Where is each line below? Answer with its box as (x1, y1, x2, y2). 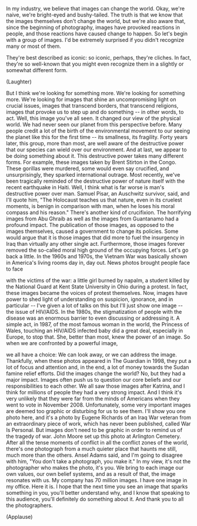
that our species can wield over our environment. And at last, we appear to (6, 146, 187, 153)
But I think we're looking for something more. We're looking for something (6, 90, 185, 96)
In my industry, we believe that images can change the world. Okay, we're (6, 5, 185, 12)
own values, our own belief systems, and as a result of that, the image (6, 470, 176, 478)
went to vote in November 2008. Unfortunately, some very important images (6, 401, 191, 408)
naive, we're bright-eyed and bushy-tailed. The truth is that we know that (6, 11, 183, 18)
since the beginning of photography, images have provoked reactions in (6, 24, 181, 31)
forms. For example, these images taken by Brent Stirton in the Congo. (6, 159, 176, 165)
